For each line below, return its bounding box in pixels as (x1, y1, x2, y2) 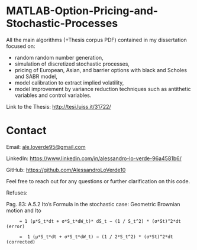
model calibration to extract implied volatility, (14, 79, 124, 86)
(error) (6, 223, 25, 229)
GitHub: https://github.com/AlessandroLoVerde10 (6, 166, 126, 173)
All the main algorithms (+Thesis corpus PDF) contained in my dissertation (6, 36, 188, 43)
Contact (6, 124, 47, 137)
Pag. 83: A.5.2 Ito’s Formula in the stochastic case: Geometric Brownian (6, 200, 180, 207)
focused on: (6, 43, 35, 50)
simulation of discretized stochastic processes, (14, 60, 130, 67)
